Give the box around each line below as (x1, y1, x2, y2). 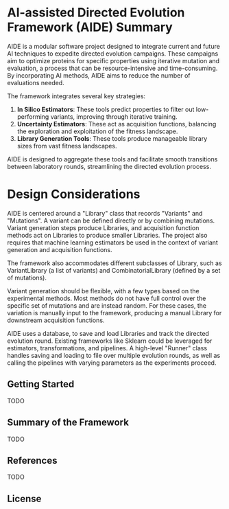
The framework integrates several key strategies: (7, 91, 146, 100)
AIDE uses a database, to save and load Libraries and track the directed (7, 329, 209, 337)
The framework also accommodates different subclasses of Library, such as (7, 259, 222, 267)
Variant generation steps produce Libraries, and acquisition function (7, 223, 200, 231)
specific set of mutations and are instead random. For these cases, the (7, 301, 207, 310)
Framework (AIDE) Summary (7, 19, 173, 35)
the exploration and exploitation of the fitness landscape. (16, 127, 178, 135)
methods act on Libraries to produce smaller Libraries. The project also (7, 231, 208, 239)
